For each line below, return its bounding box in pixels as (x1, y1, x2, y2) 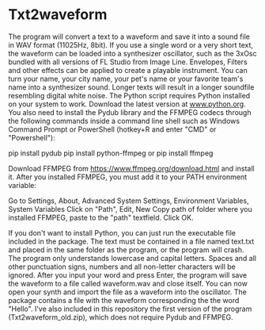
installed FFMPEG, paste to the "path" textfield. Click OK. (8, 213, 194, 222)
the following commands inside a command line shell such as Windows (8, 116, 240, 125)
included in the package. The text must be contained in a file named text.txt (8, 236, 255, 246)
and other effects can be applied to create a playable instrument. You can (8, 65, 248, 75)
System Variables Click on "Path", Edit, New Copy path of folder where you (8, 204, 252, 213)
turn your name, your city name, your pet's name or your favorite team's (8, 74, 244, 83)
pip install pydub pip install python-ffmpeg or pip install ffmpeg (8, 148, 214, 158)
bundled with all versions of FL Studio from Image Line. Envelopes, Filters (8, 57, 248, 67)
